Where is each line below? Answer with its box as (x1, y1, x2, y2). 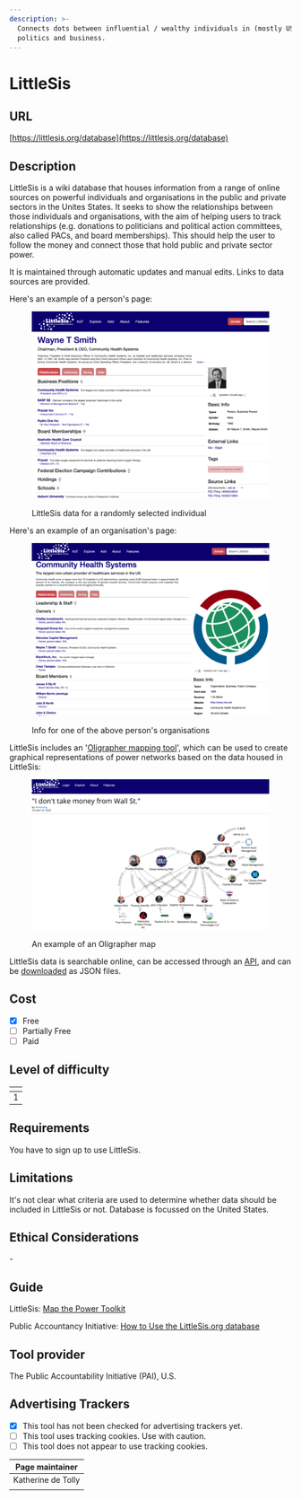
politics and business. (17, 33, 106, 42)
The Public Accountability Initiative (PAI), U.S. (9, 1371, 176, 1382)
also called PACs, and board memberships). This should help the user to (9, 230, 276, 241)
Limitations (9, 1171, 73, 1186)
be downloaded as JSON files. (9, 965, 122, 976)
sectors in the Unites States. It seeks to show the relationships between (9, 202, 273, 213)
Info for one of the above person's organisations (31, 724, 211, 735)
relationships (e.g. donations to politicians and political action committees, (9, 221, 283, 232)
